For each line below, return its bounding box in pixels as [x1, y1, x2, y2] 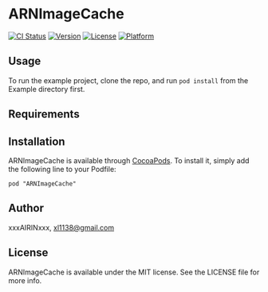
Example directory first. [8, 84, 85, 94]
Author [8, 202, 44, 215]
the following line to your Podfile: [8, 164, 117, 174]
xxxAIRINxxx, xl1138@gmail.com [8, 222, 114, 232]
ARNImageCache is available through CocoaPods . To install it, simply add [8, 155, 250, 165]
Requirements [8, 107, 80, 121]
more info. [8, 275, 42, 285]
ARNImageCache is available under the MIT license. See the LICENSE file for [8, 267, 260, 277]
